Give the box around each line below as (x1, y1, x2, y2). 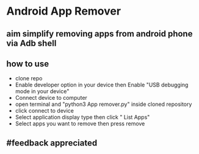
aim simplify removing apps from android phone (6, 29, 193, 39)
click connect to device (15, 107, 74, 114)
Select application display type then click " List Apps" (15, 114, 150, 121)
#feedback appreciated (6, 138, 98, 148)
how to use (6, 58, 49, 69)
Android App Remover (6, 4, 121, 18)
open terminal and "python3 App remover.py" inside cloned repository (15, 100, 192, 108)
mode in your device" (15, 88, 70, 95)
